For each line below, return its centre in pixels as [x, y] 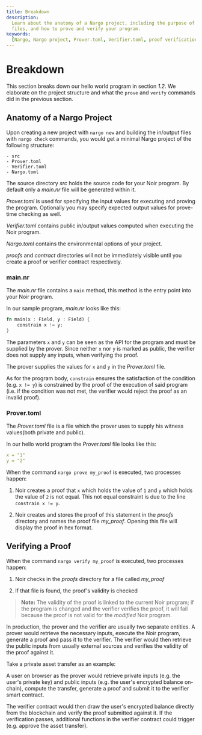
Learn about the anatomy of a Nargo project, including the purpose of [103, 23]
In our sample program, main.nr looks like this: [64, 309]
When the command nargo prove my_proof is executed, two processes [94, 472]
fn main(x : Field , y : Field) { [48, 319]
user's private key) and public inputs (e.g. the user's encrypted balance [95, 682]
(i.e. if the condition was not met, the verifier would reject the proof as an [97, 391]
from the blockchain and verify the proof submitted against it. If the [89, 713]
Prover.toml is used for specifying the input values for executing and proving [101, 201]
